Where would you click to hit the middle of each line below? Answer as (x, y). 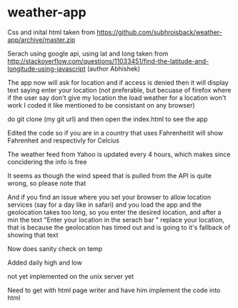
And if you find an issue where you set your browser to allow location (109, 197)
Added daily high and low (45, 262)
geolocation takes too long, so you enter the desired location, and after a (114, 212)
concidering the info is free (47, 162)
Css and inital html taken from (51, 32)
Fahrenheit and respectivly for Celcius (64, 140)
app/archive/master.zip (41, 39)
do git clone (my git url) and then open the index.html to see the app (108, 119)
